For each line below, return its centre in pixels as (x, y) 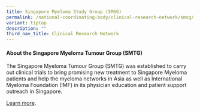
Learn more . (21, 103)
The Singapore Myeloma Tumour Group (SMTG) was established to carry (96, 66)
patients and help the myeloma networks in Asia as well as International (94, 79)
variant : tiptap (26, 23)
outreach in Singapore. (34, 91)
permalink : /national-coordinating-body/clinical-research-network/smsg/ (100, 17)
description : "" (26, 28)
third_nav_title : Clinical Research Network (63, 34)
